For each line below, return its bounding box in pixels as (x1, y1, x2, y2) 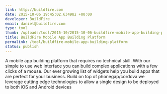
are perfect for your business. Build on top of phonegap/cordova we (5, 73, 145, 79)
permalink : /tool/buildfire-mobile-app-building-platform (5, 40, 128, 45)
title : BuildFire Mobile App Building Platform (5, 35, 106, 40)
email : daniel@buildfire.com (5, 21, 66, 26)
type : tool (5, 26, 28, 31)
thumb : (5, 30, 19, 35)
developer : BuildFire (5, 16, 50, 21)
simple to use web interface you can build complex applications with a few (5, 63, 158, 69)
